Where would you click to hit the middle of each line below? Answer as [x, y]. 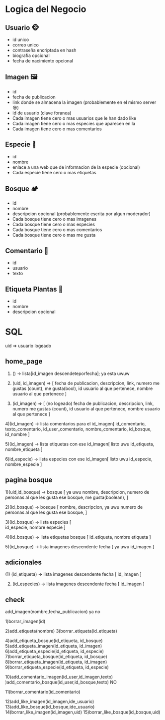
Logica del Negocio [46, 9]
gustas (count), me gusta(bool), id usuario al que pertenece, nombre [82, 388]
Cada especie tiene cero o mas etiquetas [54, 172]
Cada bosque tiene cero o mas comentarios [57, 230]
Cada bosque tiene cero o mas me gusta [54, 235]
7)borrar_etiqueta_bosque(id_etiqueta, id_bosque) [56, 657]
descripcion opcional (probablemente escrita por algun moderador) [81, 214]
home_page [24, 361]
